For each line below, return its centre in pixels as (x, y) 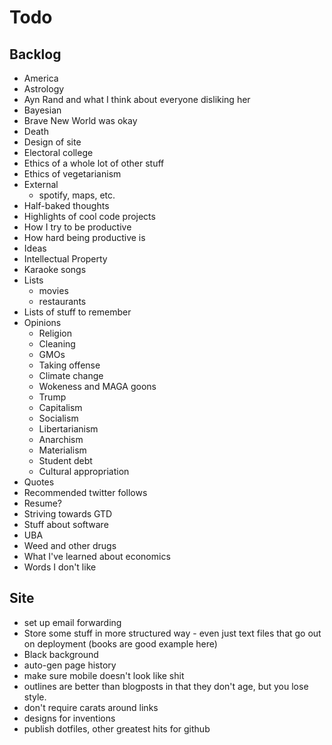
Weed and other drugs (70, 545)
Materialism (62, 450)
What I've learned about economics (97, 556)
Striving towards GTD (68, 514)
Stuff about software (66, 524)
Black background (61, 654)
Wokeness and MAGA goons (97, 386)
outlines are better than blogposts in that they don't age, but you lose (166, 686)
